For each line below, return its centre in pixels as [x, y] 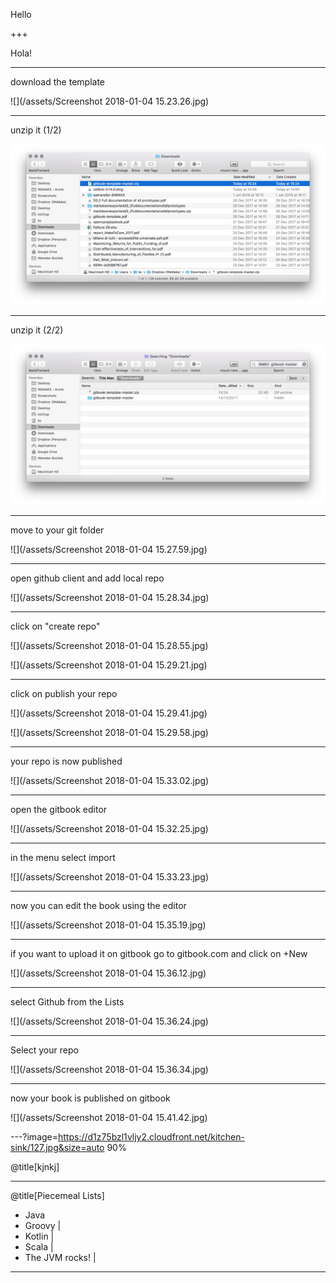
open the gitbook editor [59, 809]
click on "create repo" [55, 626]
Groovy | [43, 1225]
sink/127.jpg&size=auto [57, 1147]
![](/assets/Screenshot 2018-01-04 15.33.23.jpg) [110, 876]
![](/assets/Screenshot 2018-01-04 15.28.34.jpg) [110, 597]
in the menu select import [63, 857]
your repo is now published [66, 761]
